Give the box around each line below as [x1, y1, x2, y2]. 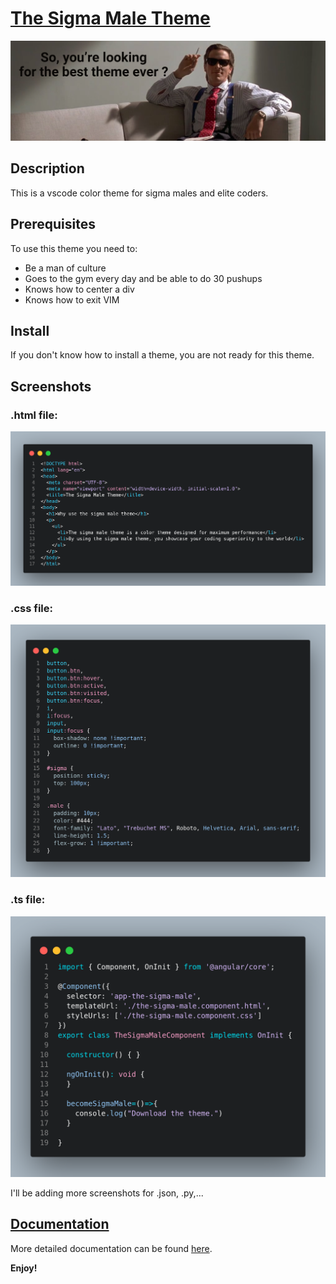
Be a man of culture [24, 262, 107, 274]
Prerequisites [10, 216, 96, 233]
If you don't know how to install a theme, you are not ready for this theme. [10, 349, 315, 361]
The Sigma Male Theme [10, 7, 211, 30]
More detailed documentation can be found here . [10, 1242, 213, 1254]
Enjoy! [10, 1262, 38, 1274]
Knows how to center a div [24, 283, 135, 295]
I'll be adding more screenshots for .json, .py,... [10, 1187, 204, 1199]
